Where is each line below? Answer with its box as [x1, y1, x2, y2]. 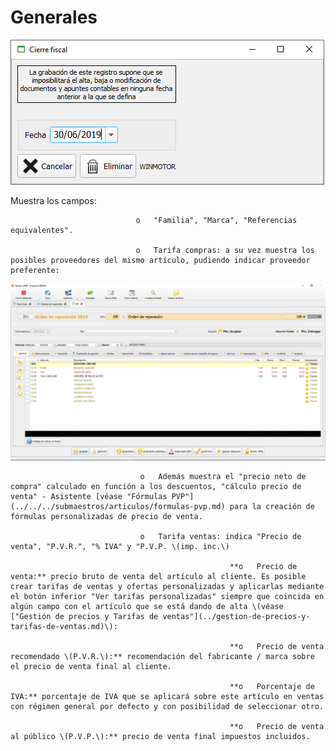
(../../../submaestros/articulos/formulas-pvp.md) [10, 502, 226, 512]
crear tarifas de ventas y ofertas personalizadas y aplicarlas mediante [10, 582, 325, 592]
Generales [10, 6, 98, 29]
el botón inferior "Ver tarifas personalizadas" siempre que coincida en [10, 592, 325, 602]
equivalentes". [10, 225, 74, 235]
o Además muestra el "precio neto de [139, 472, 307, 482]
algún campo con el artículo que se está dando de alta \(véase [10, 602, 284, 612]
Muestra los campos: [10, 194, 97, 206]
